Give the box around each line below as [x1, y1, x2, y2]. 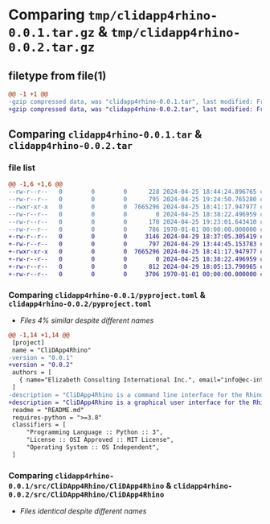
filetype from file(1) [8, 68, 107, 82]
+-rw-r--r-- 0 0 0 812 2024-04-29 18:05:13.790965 [8, 262, 257, 270]
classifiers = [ [11, 421, 67, 429]
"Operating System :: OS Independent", [26, 444, 160, 452]
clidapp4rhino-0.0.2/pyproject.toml [8, 299, 152, 308]
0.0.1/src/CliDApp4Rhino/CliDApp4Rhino [8, 481, 165, 490]
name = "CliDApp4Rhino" [11, 346, 92, 354]
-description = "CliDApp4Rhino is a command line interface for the [8, 390, 243, 399]
